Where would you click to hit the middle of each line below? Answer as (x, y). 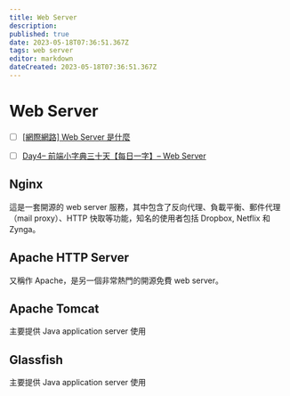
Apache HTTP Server (69, 258)
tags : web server (41, 51)
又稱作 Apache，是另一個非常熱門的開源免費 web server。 (117, 280)
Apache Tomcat (54, 308)
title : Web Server (43, 17)
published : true (39, 34)
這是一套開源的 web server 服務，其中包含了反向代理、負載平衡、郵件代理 (145, 206)
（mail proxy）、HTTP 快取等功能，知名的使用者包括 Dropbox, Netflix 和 (140, 218)
